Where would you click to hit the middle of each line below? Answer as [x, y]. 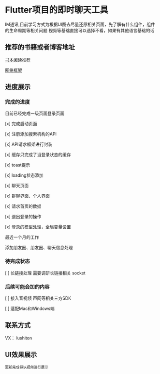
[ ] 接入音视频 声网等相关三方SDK [38, 298]
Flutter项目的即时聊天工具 [57, 10]
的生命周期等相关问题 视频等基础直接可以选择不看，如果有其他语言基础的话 [80, 30]
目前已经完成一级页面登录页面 [35, 113]
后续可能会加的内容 [27, 287]
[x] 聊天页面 [17, 186]
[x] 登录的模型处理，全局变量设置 [38, 227]
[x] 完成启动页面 [21, 124]
